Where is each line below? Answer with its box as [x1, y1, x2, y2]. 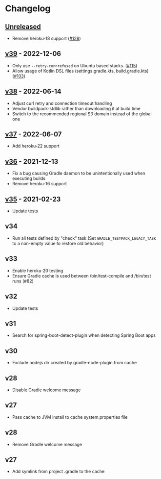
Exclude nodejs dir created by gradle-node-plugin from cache [12, 360, 137, 366]
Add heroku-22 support [12, 143, 60, 149]
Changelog [5, 3, 51, 14]
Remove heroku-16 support [12, 181, 67, 187]
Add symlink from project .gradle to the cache [12, 469, 105, 475]
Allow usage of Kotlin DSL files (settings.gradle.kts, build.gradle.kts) [12, 68, 149, 74]
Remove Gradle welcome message [12, 441, 82, 447]
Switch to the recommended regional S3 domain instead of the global [12, 111, 152, 117]
